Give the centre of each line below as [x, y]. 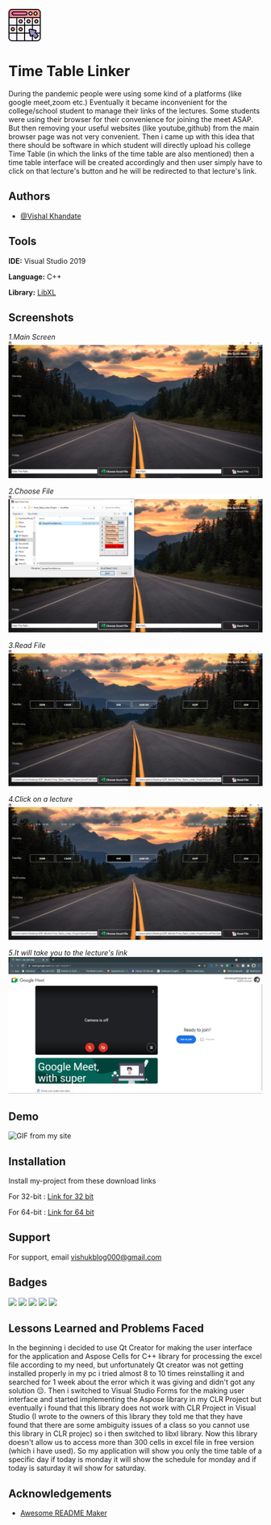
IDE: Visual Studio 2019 [47, 261]
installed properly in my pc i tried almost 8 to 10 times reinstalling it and [126, 1374]
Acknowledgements [60, 1493]
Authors [29, 196]
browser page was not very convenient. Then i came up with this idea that [131, 136]
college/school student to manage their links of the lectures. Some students [134, 111]
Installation [37, 1161]
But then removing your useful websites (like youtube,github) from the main [134, 128]
